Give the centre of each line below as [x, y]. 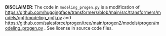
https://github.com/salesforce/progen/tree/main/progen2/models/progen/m [82, 23]
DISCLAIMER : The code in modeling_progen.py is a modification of [72, 7]
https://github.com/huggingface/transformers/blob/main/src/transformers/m [83, 12]
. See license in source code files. [79, 28]
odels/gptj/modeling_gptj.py [34, 18]
